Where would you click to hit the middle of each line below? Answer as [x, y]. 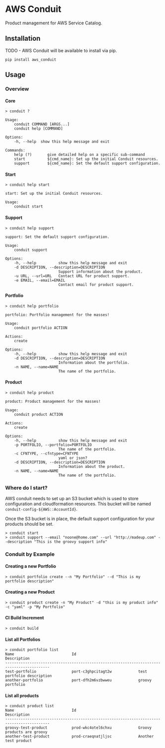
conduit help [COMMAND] [39, 129]
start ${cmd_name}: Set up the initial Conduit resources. [86, 159]
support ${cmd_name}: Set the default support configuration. [87, 163]
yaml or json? [73, 458]
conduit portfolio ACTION [41, 328]
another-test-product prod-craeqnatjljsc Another [80, 737]
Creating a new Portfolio [30, 566]
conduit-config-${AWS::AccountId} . [41, 509]
